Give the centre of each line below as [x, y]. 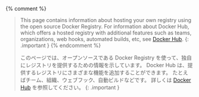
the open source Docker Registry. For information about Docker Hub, [105, 26]
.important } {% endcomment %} [60, 45]
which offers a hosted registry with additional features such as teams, [106, 33]
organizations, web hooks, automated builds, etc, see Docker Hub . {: [104, 39]
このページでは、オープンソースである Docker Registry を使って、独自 [106, 58]
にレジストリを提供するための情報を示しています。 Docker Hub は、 [104, 65]
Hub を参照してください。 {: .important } [70, 87]
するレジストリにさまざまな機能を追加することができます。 [98, 73]
